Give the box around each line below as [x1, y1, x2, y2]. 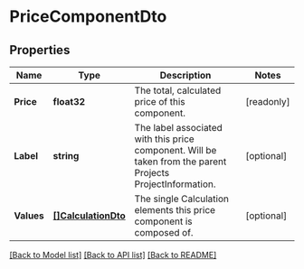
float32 [52, 96, 86, 107]
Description [159, 70, 212, 81]
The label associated [134, 122, 223, 134]
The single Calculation [134, 192, 229, 205]
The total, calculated [134, 84, 222, 97]
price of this [134, 96, 185, 107]
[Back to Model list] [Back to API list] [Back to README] [9, 250, 217, 260]
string [52, 150, 80, 162]
